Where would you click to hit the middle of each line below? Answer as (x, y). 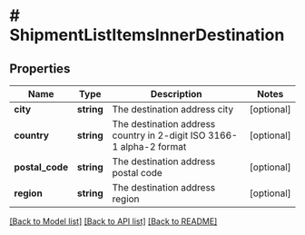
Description (176, 94)
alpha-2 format (153, 147)
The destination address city (173, 109)
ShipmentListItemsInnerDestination (147, 35)
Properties (40, 69)
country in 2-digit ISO (159, 135)
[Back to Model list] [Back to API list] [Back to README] (113, 221)
